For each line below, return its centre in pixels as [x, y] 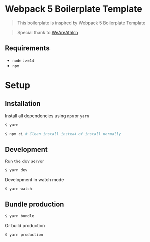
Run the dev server [25, 161]
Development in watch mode [35, 180]
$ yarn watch [19, 189]
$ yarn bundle [20, 216]
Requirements [27, 48]
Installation [23, 104]
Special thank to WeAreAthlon [48, 32]
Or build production [25, 225]
